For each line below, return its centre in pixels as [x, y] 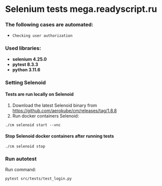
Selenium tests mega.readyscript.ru [81, 9]
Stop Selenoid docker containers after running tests [60, 136]
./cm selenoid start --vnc [33, 125]
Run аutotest [21, 159]
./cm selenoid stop [25, 147]
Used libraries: [23, 48]
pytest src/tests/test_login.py [38, 179]
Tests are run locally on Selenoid [39, 94]
